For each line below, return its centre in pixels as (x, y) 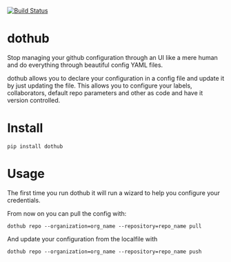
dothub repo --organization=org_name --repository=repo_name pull (104, 226)
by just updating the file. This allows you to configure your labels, (100, 85)
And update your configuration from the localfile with (82, 239)
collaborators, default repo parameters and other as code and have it (105, 92)
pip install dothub (35, 146)
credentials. (24, 200)
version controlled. (34, 100)
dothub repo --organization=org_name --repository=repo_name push (104, 252)
